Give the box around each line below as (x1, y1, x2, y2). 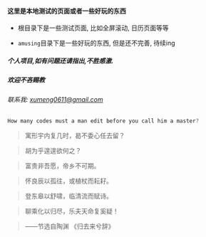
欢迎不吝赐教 (7, 75, 45, 85)
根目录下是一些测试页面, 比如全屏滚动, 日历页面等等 (17, 23, 169, 32)
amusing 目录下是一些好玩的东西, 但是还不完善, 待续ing (17, 39, 176, 48)
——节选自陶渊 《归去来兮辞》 (24, 222, 115, 231)
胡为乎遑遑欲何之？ (24, 147, 82, 155)
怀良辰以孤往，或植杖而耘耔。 (24, 177, 113, 185)
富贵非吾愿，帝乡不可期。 (24, 162, 101, 170)
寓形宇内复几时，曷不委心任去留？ (24, 132, 125, 140)
